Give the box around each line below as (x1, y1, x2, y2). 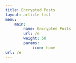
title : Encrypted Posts (5, 7, 56, 13)
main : (14, 21, 26, 27)
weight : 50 (23, 36, 47, 41)
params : (23, 41, 40, 46)
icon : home (32, 45, 56, 50)
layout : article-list (5, 12, 51, 17)
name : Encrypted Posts (23, 26, 71, 31)
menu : (5, 17, 17, 22)
